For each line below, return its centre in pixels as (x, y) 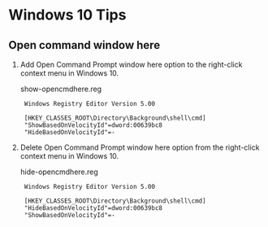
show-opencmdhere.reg (61, 89)
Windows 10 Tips (67, 15)
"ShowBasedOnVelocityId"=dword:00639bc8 (93, 125)
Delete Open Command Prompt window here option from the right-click (140, 147)
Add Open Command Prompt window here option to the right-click (131, 64)
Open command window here (84, 45)
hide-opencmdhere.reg (59, 172)
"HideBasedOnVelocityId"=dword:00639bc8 (93, 208)
